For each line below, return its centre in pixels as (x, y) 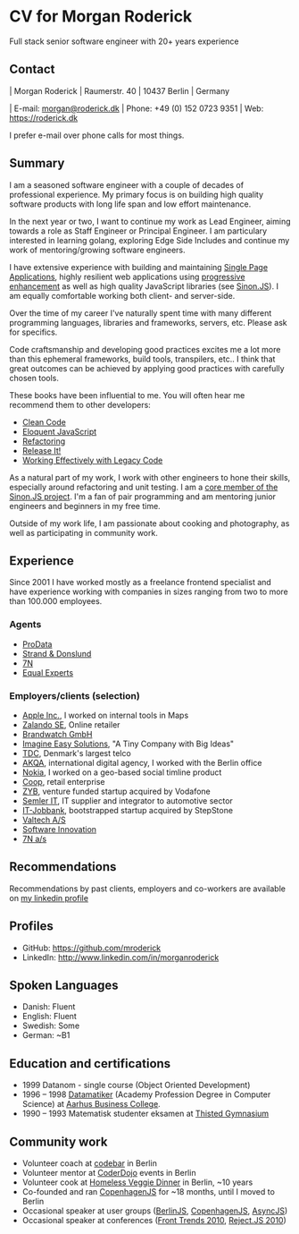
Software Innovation (59, 829)
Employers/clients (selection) (75, 695)
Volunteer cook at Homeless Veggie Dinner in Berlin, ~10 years (137, 1182)
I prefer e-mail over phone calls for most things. (97, 135)
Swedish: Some (51, 1025)
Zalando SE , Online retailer (71, 724)
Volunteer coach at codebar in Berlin (90, 1163)
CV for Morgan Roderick (101, 17)
